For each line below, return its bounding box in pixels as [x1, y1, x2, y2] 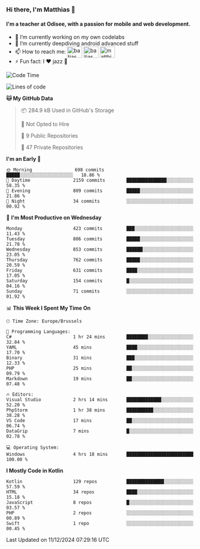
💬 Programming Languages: [6, 329, 70, 335]
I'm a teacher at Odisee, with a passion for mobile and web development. [6, 20, 191, 28]
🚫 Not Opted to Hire [20, 121, 70, 128]
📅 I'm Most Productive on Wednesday [6, 214, 101, 221]
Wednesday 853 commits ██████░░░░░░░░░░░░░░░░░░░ [6, 246, 194, 253]
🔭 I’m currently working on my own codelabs [14, 33, 125, 41]
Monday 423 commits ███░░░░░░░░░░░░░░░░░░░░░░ [6, 225, 194, 232]
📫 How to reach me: [14, 48, 66, 55]
